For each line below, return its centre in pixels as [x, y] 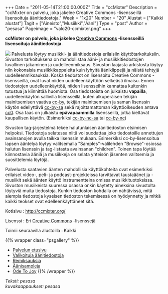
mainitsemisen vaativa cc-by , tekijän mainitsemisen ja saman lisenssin [78, 102]
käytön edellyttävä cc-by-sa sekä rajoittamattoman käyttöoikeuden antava [82, 107]
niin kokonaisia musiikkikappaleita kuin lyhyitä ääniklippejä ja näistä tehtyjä [82, 70]
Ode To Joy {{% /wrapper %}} [44, 271]
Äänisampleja [26, 266]
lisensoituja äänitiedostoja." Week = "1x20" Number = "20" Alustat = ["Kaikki [84, 18]
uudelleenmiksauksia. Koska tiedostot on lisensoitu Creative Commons [78, 75]
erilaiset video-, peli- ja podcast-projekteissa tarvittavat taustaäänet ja [78, 175]
